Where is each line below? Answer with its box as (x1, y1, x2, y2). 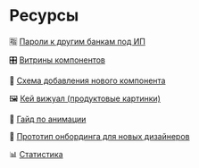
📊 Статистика (9, 148, 64, 159)
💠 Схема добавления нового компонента (9, 75, 166, 86)
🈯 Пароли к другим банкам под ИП (9, 36, 145, 46)
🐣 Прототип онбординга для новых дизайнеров (9, 130, 190, 141)
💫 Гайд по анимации (9, 113, 87, 124)
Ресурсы (9, 5, 79, 26)
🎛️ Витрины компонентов (9, 55, 105, 65)
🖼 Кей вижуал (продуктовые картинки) (9, 93, 161, 104)
